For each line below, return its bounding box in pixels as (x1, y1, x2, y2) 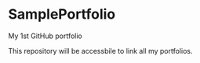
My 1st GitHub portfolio (8, 31, 82, 40)
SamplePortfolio (8, 5, 116, 23)
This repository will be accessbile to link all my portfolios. (8, 46, 193, 55)
